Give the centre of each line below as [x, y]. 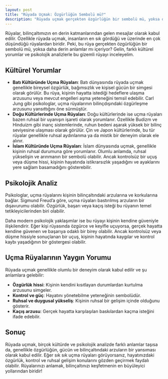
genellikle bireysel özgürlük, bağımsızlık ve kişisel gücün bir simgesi [82, 87]
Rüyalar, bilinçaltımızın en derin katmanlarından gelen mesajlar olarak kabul [82, 33]
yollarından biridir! [24, 371]
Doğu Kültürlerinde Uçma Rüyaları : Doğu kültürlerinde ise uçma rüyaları [87, 114]
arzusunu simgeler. [32, 290]
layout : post [19, 10]
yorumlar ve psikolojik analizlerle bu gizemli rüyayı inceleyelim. [69, 54]
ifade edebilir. [26, 316]
